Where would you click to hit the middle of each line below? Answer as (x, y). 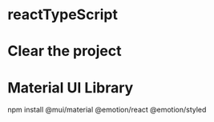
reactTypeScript (63, 15)
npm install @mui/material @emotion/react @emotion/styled (107, 110)
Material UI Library (71, 87)
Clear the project (65, 51)
